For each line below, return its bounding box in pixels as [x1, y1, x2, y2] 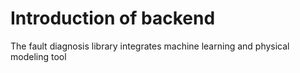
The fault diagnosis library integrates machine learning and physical [10, 40, 290, 52]
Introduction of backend [10, 7, 216, 30]
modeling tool [10, 50, 67, 62]
